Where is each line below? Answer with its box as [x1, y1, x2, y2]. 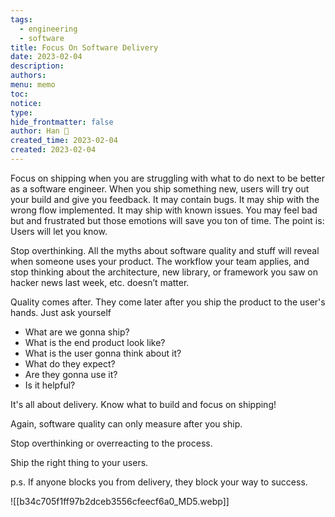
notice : [10, 98, 43, 108]
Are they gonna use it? [24, 368, 118, 380]
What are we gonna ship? [24, 326, 130, 338]
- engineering [19, 24, 78, 34]
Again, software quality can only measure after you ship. [10, 417, 243, 430]
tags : [10, 14, 33, 25]
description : [10, 61, 65, 71]
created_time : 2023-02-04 [10, 136, 118, 146]
